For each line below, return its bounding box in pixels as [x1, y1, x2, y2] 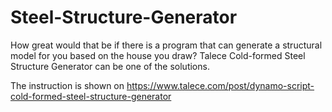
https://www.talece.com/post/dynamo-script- [126, 79, 315, 91]
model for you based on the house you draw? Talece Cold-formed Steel [10, 49, 306, 61]
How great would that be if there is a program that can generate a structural [10, 39, 323, 51]
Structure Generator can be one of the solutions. [10, 60, 210, 72]
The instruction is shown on [10, 79, 125, 91]
